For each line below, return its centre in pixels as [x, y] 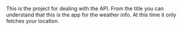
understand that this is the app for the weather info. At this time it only [91, 15]
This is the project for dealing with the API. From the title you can [85, 9]
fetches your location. [33, 21]
